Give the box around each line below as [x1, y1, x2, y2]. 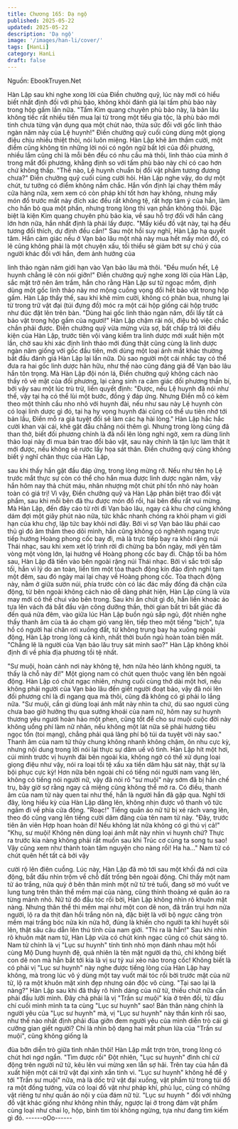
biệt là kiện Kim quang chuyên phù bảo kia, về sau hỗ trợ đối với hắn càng [7, 211, 224, 220]
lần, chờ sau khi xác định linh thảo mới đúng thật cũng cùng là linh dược [7, 339, 218, 347]
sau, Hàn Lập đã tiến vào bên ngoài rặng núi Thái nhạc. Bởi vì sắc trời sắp [7, 557, 222, 565]
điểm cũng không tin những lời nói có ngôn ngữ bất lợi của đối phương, [7, 143, 215, 152]
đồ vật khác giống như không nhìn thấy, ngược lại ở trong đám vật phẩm [7, 1098, 218, 1107]
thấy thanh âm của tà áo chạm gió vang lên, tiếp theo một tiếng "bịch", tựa [7, 617, 225, 626]
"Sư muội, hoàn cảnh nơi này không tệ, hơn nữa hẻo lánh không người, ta [7, 661, 221, 670]
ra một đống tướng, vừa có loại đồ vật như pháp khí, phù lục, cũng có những [7, 1083, 230, 1091]
